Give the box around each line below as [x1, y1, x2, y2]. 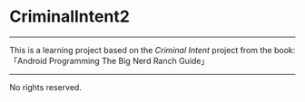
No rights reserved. [9, 81, 82, 92]
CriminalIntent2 [9, 6, 130, 27]
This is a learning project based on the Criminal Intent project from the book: [9, 44, 296, 55]
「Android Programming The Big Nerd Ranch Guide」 [9, 55, 210, 66]
